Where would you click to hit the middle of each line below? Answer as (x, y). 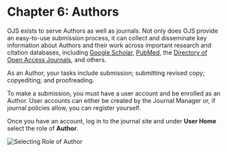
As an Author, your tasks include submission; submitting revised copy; (106, 73)
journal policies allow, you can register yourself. (74, 108)
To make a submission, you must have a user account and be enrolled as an (114, 93)
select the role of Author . (43, 128)
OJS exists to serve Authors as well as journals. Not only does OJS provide (113, 31)
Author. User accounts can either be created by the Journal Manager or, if (111, 100)
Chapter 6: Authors (63, 12)
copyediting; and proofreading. (51, 80)
